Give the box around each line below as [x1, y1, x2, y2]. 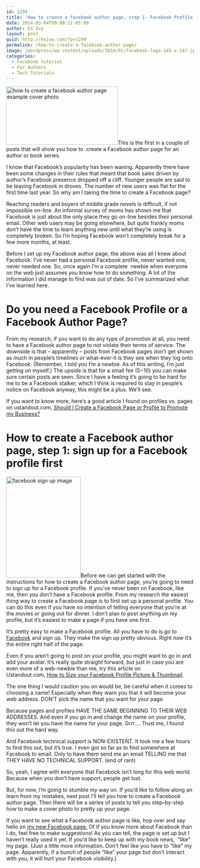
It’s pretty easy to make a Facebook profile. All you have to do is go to [6, 628, 177, 635]
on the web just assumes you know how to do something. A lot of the [6, 269, 176, 277]
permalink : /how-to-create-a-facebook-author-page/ [6, 42, 137, 48]
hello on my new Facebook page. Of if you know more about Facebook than [6, 823, 192, 830]
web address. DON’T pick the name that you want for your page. [6, 695, 165, 703]
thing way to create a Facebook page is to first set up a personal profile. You [6, 597, 193, 605]
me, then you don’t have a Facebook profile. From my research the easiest [6, 591, 189, 598]
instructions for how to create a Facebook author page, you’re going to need [6, 578, 193, 585]
